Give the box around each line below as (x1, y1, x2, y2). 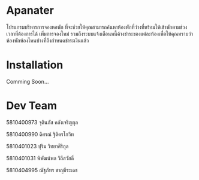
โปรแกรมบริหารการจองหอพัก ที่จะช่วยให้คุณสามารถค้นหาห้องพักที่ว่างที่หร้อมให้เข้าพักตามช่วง (6, 23, 188, 30)
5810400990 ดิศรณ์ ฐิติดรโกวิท (6, 130, 74, 138)
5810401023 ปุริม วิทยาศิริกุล (6, 142, 69, 150)
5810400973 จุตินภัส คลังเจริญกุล (6, 118, 79, 126)
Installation (6, 58, 64, 72)
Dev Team (6, 99, 58, 112)
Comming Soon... (6, 78, 49, 85)
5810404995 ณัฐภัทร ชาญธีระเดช (6, 166, 78, 173)
